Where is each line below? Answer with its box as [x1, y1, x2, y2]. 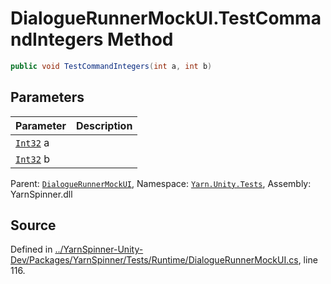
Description [75, 118, 133, 132]
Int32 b [15, 152, 51, 166]
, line [298, 254, 318, 266]
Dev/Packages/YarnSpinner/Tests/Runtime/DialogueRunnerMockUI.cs [10, 254, 299, 266]
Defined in [10, 243, 53, 256]
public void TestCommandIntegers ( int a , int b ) [10, 61, 213, 71]
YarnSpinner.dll [10, 188, 73, 200]
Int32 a [15, 135, 50, 149]
